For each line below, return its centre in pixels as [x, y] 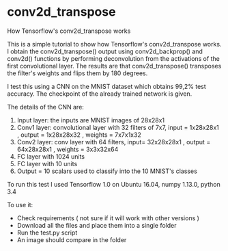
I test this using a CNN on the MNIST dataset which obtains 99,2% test [106, 86]
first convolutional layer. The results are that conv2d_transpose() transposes [114, 66]
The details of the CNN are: [45, 107]
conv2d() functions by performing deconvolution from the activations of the [113, 58]
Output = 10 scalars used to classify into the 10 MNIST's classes [107, 171]
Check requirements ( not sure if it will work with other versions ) [108, 218]
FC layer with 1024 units [51, 156]
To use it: [20, 204]
